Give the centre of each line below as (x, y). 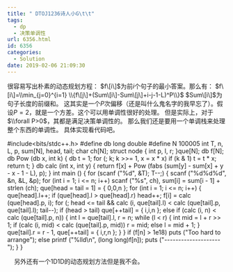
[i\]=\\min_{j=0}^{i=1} (37, 95)
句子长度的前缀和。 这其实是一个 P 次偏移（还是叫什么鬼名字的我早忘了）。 (112, 103)
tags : (15, 20)
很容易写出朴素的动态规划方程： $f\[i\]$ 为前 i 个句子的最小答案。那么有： (111, 86)
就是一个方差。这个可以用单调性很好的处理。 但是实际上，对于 (124, 112)
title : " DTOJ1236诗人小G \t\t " (51, 14)
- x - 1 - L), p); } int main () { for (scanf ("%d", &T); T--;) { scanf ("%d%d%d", (117, 173)
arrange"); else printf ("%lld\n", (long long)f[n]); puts (82, 239)
